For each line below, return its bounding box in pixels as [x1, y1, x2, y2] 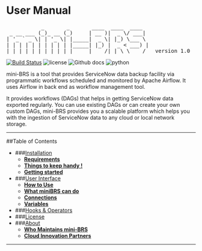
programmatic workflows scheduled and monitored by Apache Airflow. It [6, 76, 186, 84]
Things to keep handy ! [23, 162, 83, 169]
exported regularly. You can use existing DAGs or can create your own [6, 101, 180, 108]
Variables [23, 200, 49, 207]
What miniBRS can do [23, 187, 79, 195]
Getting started [23, 168, 63, 175]
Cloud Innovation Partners [23, 232, 91, 239]
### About [14, 219, 40, 226]
